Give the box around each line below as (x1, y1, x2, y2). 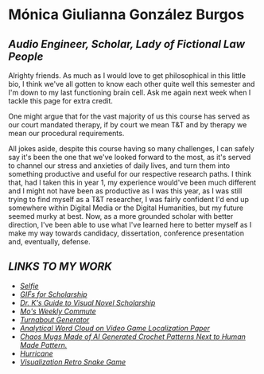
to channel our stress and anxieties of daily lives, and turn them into (8, 161, 231, 170)
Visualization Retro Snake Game (19, 356, 126, 367)
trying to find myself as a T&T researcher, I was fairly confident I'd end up (8, 195, 249, 204)
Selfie (19, 281, 39, 290)
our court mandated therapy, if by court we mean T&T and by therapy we (8, 120, 247, 129)
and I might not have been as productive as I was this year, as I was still (8, 186, 243, 196)
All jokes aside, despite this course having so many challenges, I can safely (8, 144, 254, 153)
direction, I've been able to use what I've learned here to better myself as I (8, 220, 252, 229)
